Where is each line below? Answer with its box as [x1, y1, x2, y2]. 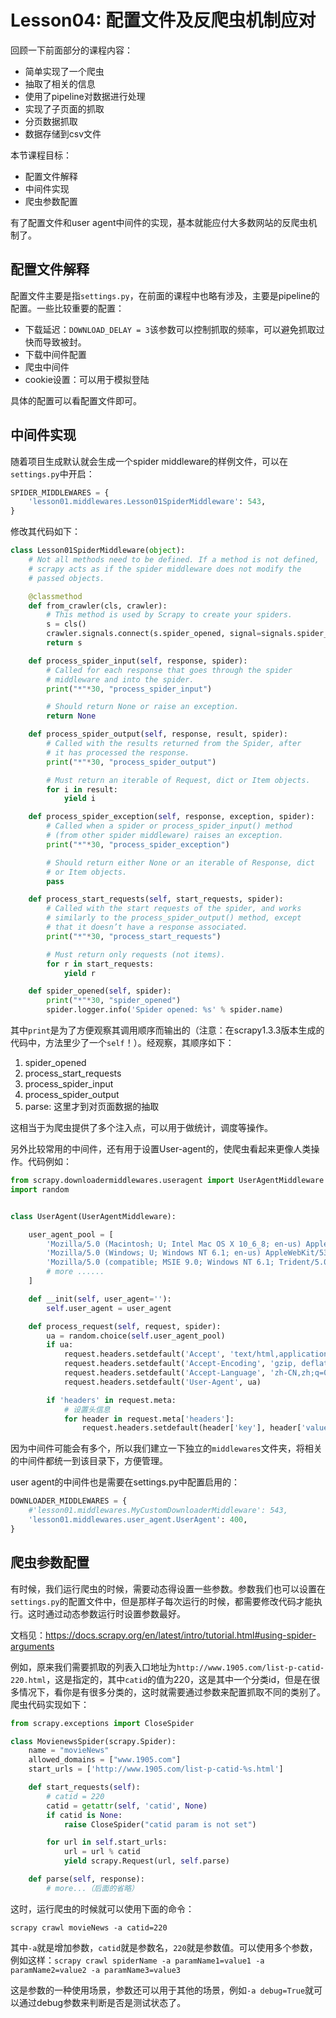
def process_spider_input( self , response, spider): [28, 656, 248, 666]
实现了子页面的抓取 [24, 102, 105, 115]
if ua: [46, 1340, 74, 1350]
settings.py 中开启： [10, 467, 95, 480]
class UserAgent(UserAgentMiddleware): [10, 1211, 177, 1221]
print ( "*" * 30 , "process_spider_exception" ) [46, 839, 230, 850]
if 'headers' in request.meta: [46, 1395, 177, 1405]
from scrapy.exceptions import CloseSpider [10, 1718, 195, 1728]
